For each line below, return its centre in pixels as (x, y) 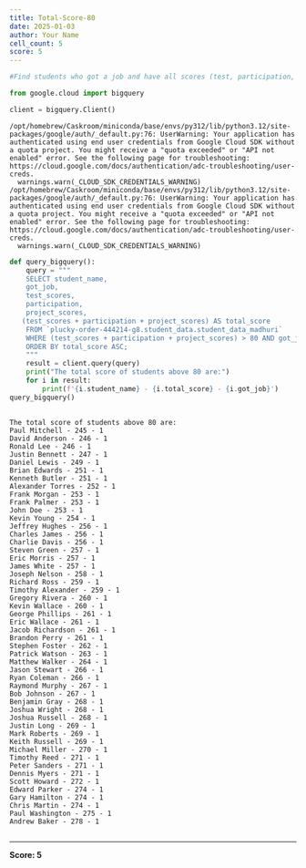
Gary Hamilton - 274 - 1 (56, 797)
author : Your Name (44, 35)
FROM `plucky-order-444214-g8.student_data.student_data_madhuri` (154, 329)
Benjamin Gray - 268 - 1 (56, 702)
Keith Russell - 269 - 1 (56, 741)
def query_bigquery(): (52, 262)
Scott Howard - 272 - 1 (55, 781)
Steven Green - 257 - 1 (55, 550)
